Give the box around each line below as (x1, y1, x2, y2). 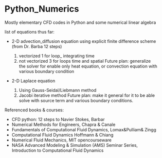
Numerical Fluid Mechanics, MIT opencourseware (11, 137, 112, 143)
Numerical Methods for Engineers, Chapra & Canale (11, 122, 116, 127)
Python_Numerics (4, 3, 79, 15)
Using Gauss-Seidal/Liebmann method (18, 87, 97, 93)
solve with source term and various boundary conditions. (18, 97, 133, 103)
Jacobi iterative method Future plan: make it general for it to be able (18, 92, 155, 98)
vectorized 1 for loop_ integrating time (18, 53, 95, 59)
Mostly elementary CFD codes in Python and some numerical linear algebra (4, 19, 156, 25)
